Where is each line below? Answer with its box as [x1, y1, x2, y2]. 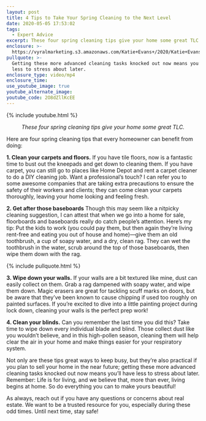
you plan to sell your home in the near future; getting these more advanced [6, 363, 196, 370]
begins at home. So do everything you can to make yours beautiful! [6, 382, 176, 390]
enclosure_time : [6, 77, 48, 83]
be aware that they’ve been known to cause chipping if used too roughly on [6, 293, 197, 301]
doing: [6, 142, 23, 149]
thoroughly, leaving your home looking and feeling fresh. [6, 193, 149, 200]
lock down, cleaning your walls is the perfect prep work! [6, 306, 148, 314]
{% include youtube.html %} [6, 111, 78, 118]
